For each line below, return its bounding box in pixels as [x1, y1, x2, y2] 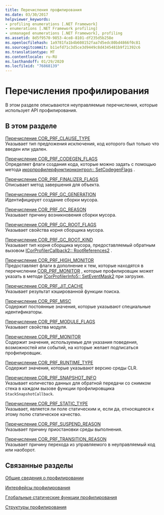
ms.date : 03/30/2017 [5, 12, 49, 17]
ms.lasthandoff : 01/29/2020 [5, 59, 64, 64]
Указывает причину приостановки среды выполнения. [5, 426, 122, 432]
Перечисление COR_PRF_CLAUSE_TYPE [5, 135, 91, 141]
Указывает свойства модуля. [5, 324, 67, 330]
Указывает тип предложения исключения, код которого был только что [5, 141, 159, 147]
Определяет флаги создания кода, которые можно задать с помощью [5, 161, 156, 167]
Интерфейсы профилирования [5, 484, 70, 490]
